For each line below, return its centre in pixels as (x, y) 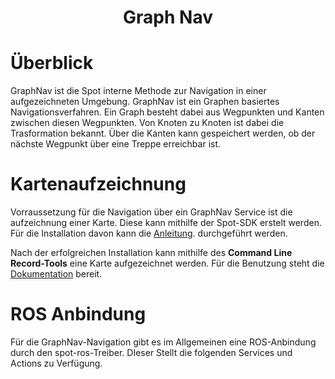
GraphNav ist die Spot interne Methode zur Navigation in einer (138, 91)
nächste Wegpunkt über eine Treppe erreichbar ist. (116, 144)
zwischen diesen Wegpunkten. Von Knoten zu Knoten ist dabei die (147, 123)
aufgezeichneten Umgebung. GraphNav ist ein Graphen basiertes (145, 102)
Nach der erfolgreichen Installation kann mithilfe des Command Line (151, 253)
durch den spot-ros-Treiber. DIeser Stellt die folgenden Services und (151, 352)
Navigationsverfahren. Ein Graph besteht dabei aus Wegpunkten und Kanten (167, 112)
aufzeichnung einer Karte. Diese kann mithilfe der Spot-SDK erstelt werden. (166, 223)
